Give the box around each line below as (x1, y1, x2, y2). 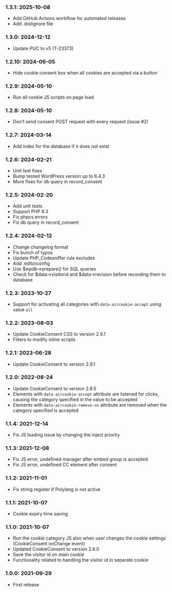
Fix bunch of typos (12, 249, 53, 255)
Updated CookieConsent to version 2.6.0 (12, 546, 99, 552)
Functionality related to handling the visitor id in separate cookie (12, 557, 149, 563)
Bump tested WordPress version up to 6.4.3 (12, 173, 105, 179)
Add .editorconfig (12, 260, 50, 266)
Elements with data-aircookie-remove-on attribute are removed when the (12, 402, 167, 408)
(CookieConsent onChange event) (12, 541, 85, 547)
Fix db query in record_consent (12, 219, 79, 225)
